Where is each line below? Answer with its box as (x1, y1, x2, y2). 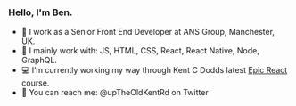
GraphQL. (21, 55, 57, 66)
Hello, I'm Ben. (8, 6, 73, 19)
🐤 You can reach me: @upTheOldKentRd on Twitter (21, 87, 209, 98)
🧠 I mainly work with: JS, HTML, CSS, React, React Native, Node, (21, 45, 259, 56)
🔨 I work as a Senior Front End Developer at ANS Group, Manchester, (21, 27, 275, 37)
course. (21, 77, 50, 88)
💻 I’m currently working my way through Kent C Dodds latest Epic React (21, 65, 288, 76)
